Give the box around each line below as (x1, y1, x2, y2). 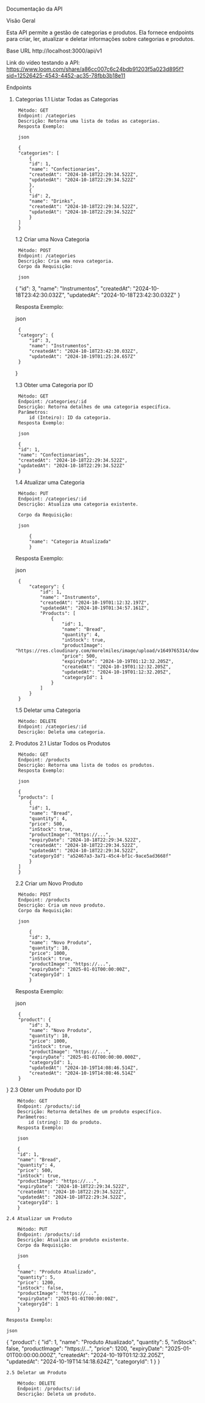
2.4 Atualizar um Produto (6, 1216, 72, 1222)
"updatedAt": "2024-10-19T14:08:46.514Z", (29, 1065, 138, 1071)
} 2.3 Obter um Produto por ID (6, 1086, 82, 1093)
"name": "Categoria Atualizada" (29, 538, 112, 545)
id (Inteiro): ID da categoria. (29, 415, 112, 421)
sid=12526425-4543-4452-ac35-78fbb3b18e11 (6, 72, 126, 79)
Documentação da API (6, 5, 63, 12)
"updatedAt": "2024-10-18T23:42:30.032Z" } (67, 291, 181, 299)
